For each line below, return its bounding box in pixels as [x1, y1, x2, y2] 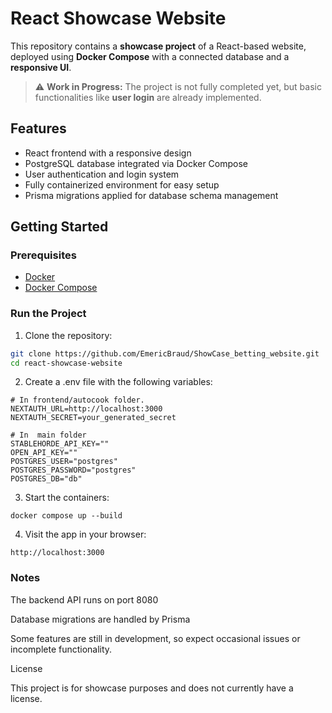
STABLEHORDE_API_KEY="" [10, 439, 110, 449]
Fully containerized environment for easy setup [24, 178, 220, 191]
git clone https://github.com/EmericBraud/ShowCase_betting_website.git [10, 348, 320, 359]
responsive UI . [10, 61, 72, 73]
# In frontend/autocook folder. [10, 395, 145, 406]
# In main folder [10, 430, 87, 441]
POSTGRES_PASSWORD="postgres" [10, 465, 137, 476]
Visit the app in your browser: [24, 528, 147, 541]
